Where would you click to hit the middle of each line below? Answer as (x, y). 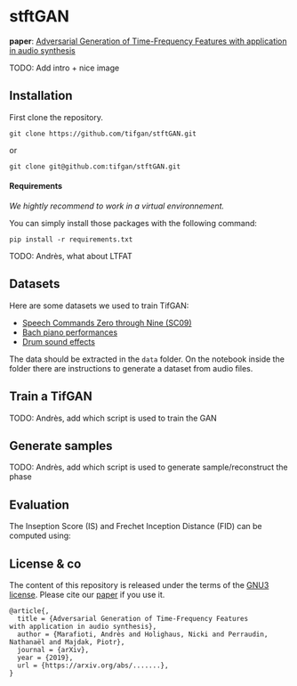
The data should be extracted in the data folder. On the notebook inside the (147, 359)
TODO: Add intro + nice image (64, 68)
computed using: (40, 535)
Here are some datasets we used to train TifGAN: (99, 306)
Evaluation (39, 505)
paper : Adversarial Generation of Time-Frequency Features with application (148, 41)
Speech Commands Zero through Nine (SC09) (107, 323)
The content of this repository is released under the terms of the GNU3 (139, 585)
